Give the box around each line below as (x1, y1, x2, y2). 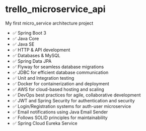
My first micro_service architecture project (5, 20, 94, 26)
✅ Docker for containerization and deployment (12, 80, 109, 86)
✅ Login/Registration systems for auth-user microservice (12, 103, 131, 109)
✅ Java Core (12, 35, 39, 41)
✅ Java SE (12, 41, 35, 47)
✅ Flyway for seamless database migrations (12, 64, 104, 70)
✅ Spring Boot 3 (12, 30, 46, 36)
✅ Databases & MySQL (12, 52, 60, 58)
